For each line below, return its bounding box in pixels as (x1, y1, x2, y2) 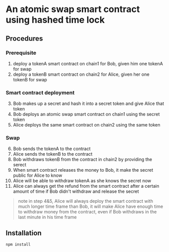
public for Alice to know (13, 172, 62, 179)
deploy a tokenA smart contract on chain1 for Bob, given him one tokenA (13, 60, 163, 66)
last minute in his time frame (18, 214, 77, 220)
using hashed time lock (6, 14, 105, 26)
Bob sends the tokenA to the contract (13, 146, 91, 152)
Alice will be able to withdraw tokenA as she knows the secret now (13, 178, 151, 184)
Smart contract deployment (6, 89, 75, 96)
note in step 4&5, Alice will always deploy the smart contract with (18, 198, 153, 204)
